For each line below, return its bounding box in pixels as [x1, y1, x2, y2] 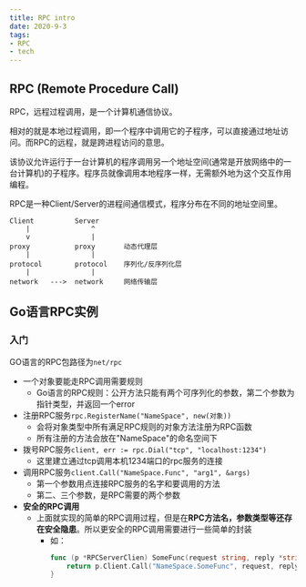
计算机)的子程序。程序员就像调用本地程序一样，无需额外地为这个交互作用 [16, 167, 292, 178]
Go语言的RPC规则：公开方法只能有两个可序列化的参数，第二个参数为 [36, 387, 295, 398]
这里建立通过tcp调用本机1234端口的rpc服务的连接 [36, 455, 223, 466]
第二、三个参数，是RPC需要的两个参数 [36, 489, 180, 501]
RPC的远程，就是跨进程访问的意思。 [33, 137, 170, 147]
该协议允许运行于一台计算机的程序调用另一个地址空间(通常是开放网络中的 [9, 156, 284, 167]
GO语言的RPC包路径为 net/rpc [9, 356, 123, 367]
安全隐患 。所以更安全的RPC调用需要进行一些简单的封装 [44, 523, 252, 534]
